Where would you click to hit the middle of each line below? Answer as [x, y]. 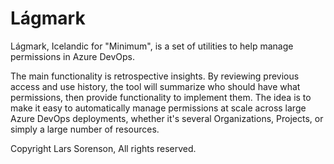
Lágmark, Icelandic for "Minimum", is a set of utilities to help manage [152, 46]
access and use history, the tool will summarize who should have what [155, 86]
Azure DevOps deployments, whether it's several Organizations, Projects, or [167, 118]
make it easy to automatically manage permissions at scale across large [158, 108]
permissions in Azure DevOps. [73, 56]
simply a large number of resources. [85, 129]
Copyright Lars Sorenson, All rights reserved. [103, 148]
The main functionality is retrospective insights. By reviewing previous [155, 76]
